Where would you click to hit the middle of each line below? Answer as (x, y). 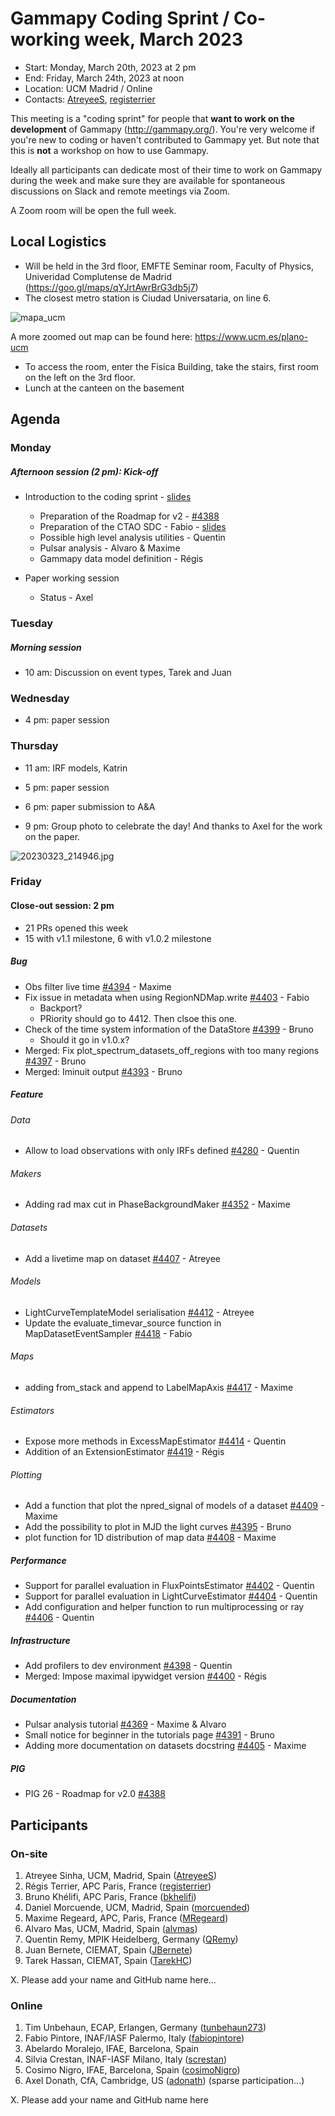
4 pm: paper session (67, 720)
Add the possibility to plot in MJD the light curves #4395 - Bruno (158, 1527)
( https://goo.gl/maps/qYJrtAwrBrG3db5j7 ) (111, 287)
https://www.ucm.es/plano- (251, 336)
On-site (29, 1854)
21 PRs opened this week (76, 928)
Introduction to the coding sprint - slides (108, 497)
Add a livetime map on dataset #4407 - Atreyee (123, 1258)
